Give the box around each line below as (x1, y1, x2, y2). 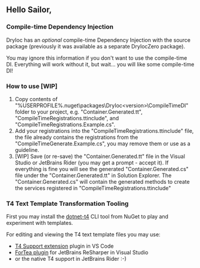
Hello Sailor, (6, 5, 52, 15)
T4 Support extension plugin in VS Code (14, 242, 114, 250)
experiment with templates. (6, 220, 73, 227)
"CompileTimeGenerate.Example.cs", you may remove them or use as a (14, 140, 191, 147)
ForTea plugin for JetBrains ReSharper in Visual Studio (14, 249, 149, 256)
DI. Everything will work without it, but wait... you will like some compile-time (6, 60, 195, 68)
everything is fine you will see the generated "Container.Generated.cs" (14, 165, 189, 172)
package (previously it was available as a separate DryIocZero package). (6, 42, 186, 50)
